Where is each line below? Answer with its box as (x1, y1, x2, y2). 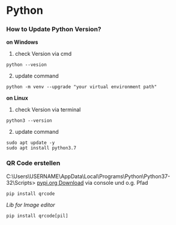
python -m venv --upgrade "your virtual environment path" (6, 84, 157, 90)
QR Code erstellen (6, 159, 61, 167)
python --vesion (6, 62, 47, 68)
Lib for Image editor (6, 201, 55, 208)
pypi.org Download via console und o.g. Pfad (37, 179, 148, 186)
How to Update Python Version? (6, 25, 102, 34)
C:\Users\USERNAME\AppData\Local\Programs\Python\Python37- (6, 172, 171, 180)
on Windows (6, 38, 38, 46)
